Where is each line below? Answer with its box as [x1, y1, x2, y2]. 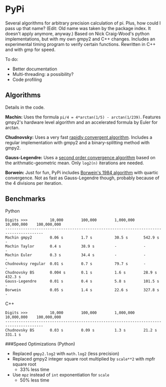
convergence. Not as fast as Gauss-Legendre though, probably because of [5, 175, 160, 181]
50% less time [19, 377, 50, 383]
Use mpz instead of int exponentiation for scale [12, 372, 110, 378]
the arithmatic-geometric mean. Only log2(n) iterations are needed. [5, 160, 144, 166]
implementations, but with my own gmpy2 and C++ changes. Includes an [5, 36, 156, 42]
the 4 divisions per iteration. [5, 180, 63, 186]
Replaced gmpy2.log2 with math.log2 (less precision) [12, 351, 120, 357]
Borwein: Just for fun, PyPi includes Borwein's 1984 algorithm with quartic [5, 169, 159, 175]
